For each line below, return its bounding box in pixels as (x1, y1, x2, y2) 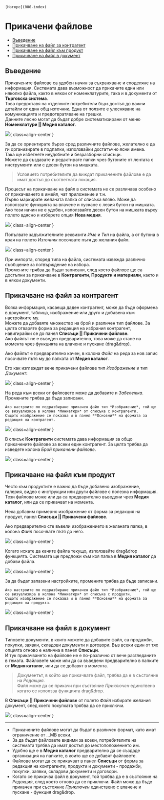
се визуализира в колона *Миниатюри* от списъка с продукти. (5, 592, 132, 597)
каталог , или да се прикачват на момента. (5, 499, 94, 505)
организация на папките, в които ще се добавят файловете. (12, 753, 137, 759)
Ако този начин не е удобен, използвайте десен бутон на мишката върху (5, 207, 158, 212)
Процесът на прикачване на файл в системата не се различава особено (5, 186, 156, 192)
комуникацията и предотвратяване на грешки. (5, 111, 102, 117)
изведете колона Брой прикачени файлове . (5, 446, 96, 452)
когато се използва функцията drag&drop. (17, 688, 104, 694)
